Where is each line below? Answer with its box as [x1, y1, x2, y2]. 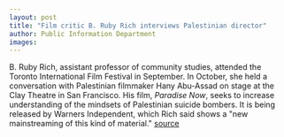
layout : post [9, 12, 58, 22]
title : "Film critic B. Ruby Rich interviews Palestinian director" [9, 21, 267, 30]
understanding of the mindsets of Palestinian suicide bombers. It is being [9, 99, 276, 110]
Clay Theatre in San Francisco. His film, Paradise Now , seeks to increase [9, 90, 275, 101]
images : [9, 37, 38, 47]
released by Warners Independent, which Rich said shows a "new [9, 109, 249, 119]
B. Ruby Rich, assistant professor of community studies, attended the [9, 62, 262, 72]
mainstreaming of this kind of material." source [9, 118, 180, 129]
